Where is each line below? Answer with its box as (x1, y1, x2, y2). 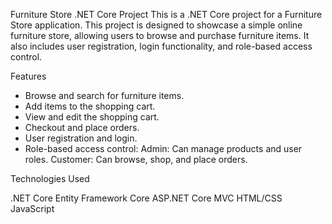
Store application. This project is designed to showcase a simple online (10, 19, 303, 31)
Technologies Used (10, 173, 90, 184)
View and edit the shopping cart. (24, 111, 160, 123)
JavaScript (10, 203, 55, 214)
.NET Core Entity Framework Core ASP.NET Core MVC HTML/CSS (10, 192, 283, 204)
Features (10, 70, 47, 82)
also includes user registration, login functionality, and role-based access (10, 40, 313, 52)
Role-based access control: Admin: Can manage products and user (24, 143, 303, 154)
